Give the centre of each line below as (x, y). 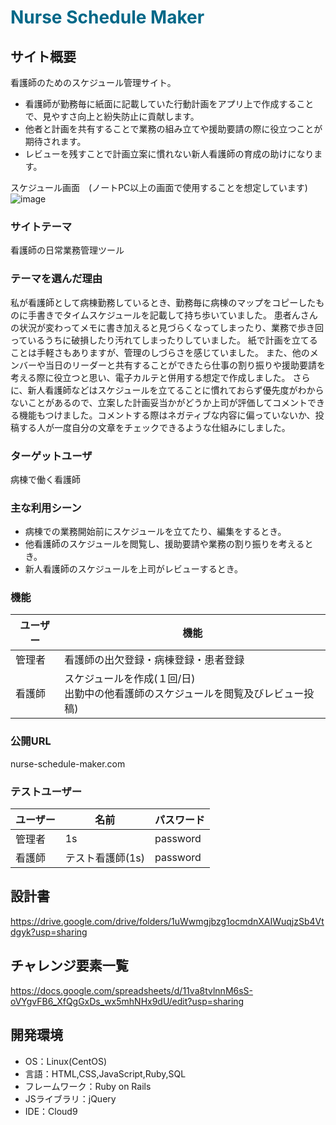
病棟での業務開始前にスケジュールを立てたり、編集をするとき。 (155, 532)
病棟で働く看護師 (45, 479)
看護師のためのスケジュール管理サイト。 (93, 82)
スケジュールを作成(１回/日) (130, 679)
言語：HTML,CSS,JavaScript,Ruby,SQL (105, 1073)
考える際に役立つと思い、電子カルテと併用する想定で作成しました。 (150, 377)
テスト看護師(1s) (105, 858)
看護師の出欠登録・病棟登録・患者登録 (154, 660)
